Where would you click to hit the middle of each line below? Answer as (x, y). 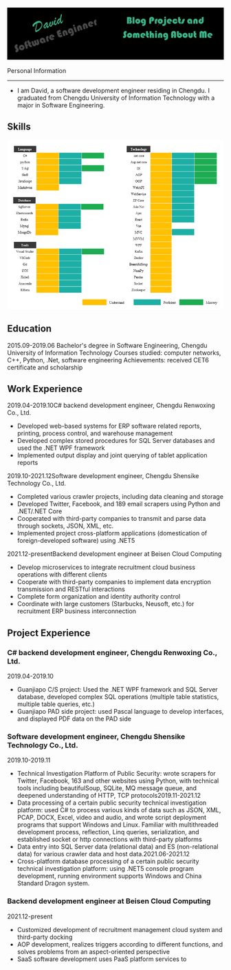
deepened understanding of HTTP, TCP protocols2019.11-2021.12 (109, 796)
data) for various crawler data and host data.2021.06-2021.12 (103, 854)
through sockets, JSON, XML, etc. (65, 526)
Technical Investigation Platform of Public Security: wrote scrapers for (117, 774)
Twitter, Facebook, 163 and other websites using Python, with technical (118, 781)
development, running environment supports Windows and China (109, 876)
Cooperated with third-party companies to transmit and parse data (111, 519)
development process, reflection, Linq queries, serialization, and (108, 832)
